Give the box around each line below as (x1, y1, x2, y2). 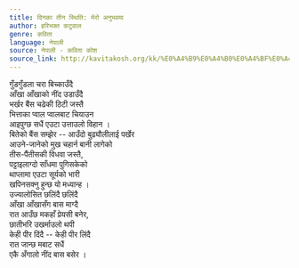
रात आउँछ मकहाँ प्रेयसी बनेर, (9, 209, 89, 219)
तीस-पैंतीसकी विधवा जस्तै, (9, 149, 84, 159)
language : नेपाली (9, 37, 64, 47)
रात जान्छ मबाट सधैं (9, 240, 65, 249)
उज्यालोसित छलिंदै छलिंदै (9, 189, 78, 199)
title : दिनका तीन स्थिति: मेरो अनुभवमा (9, 12, 125, 22)
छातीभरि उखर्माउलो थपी (9, 219, 75, 230)
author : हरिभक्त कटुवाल (9, 21, 82, 30)
